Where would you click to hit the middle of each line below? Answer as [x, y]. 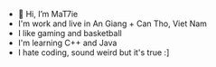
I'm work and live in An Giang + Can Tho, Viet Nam [113, 24]
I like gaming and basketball [70, 33]
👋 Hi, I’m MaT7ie [48, 14]
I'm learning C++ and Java [67, 43]
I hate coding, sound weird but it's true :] [94, 53]
